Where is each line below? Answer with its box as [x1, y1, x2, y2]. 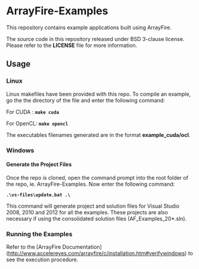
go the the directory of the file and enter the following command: [6, 96, 165, 104]
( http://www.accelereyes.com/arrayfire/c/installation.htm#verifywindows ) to [6, 250, 194, 257]
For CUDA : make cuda [6, 108, 60, 115]
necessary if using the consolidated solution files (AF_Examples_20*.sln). [6, 215, 187, 222]
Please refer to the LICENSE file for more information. [6, 42, 138, 49]
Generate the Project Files [6, 161, 72, 168]
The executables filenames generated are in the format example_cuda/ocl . [6, 131, 191, 138]
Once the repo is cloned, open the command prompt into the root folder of [6, 174, 189, 181]
